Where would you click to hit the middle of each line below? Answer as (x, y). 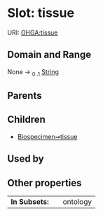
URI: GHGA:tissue (33, 32)
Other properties (44, 182)
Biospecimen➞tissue (47, 136)
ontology (77, 201)
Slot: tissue (41, 13)
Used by (26, 159)
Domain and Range (49, 55)
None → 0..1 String (33, 72)
